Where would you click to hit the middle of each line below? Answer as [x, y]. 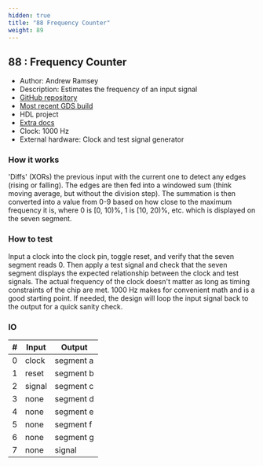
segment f [73, 424]
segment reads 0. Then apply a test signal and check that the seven [118, 264]
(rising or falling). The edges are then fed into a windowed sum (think [120, 185]
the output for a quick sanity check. [66, 306]
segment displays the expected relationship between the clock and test [124, 273]
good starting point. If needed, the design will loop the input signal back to [128, 298]
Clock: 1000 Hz [44, 131]
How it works [34, 160]
